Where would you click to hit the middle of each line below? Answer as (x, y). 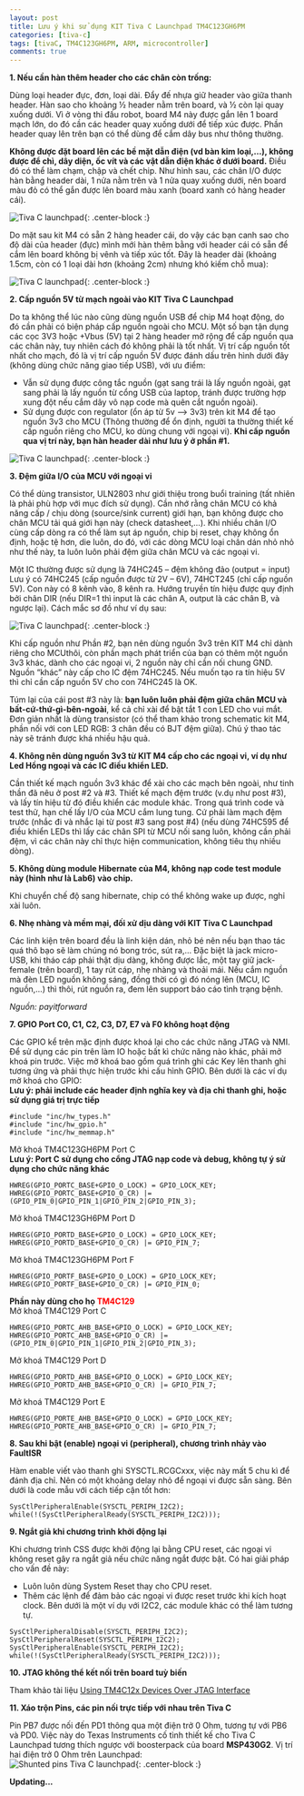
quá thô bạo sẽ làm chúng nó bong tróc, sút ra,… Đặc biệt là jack (130, 951)
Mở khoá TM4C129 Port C (58, 1311)
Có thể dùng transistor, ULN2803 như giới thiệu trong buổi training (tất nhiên (152, 494)
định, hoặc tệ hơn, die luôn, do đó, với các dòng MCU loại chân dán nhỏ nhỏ (152, 542)
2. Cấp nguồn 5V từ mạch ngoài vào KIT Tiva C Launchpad (122, 299)
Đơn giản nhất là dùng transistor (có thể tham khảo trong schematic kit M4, (150, 719)
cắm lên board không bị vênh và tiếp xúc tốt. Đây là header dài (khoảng (143, 255)
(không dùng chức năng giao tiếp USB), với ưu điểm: (108, 366)
